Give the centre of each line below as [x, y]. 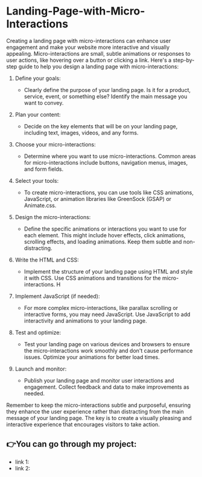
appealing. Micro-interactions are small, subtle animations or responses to [99, 53]
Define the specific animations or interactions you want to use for [105, 229]
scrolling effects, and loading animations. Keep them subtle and [103, 242]
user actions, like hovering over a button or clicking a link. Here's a [89, 60]
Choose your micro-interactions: [55, 144]
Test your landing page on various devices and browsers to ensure [107, 344]
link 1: [22, 462]
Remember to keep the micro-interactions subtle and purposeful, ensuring [99, 405]
